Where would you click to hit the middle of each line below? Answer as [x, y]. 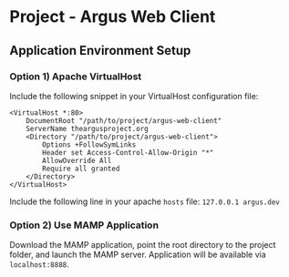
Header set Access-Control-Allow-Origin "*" [128, 152]
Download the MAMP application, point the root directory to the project [143, 245]
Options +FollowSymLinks [89, 144]
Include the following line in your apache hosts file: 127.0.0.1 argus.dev [144, 201]
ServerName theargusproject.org [87, 128]
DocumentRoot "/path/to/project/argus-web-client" [124, 120]
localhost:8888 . [40, 264]
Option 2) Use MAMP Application [84, 225]
